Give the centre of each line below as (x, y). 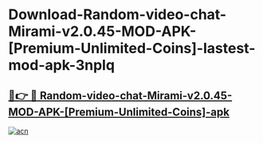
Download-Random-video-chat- (118, 15)
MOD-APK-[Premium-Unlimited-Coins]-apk (119, 112)
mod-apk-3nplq (62, 66)
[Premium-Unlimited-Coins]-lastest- (132, 48)
